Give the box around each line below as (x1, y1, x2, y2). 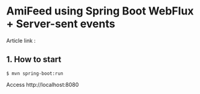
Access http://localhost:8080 (6, 81, 79, 88)
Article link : (6, 37, 36, 44)
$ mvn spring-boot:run (6, 70, 63, 77)
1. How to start (6, 54, 62, 64)
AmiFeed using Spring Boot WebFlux (6, 4, 195, 18)
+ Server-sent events (6, 17, 115, 31)
